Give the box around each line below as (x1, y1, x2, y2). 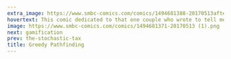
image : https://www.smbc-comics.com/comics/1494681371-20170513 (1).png (7, 22, 220, 29)
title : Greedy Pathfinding (7, 41, 85, 48)
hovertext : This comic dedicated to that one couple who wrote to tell (7, 16, 217, 23)
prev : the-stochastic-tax (7, 35, 81, 42)
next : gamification (7, 28, 63, 36)
